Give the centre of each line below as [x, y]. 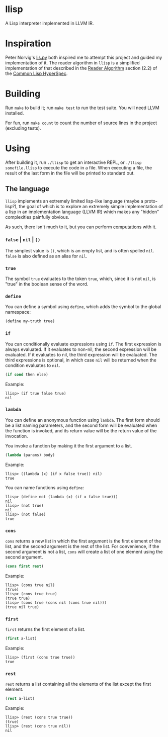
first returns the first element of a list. [45, 629]
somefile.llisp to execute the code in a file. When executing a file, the [79, 167]
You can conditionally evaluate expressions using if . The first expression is [83, 344]
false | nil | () [23, 240]
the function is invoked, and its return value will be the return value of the [81, 430]
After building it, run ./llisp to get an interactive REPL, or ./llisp [73, 162]
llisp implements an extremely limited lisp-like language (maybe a [74, 201]
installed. [15, 113]
